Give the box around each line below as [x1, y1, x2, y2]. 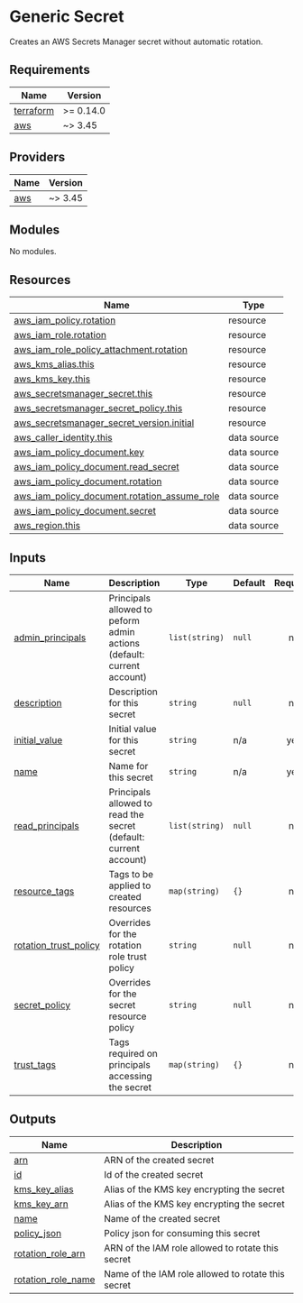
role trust [108, 950, 147, 962]
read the [108, 809, 144, 821]
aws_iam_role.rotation [14, 329, 106, 342]
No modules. [9, 246, 57, 257]
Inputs [9, 550, 47, 565]
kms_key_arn [14, 1197, 69, 1210]
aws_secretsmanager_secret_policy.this [14, 402, 183, 415]
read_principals [14, 820, 79, 831]
